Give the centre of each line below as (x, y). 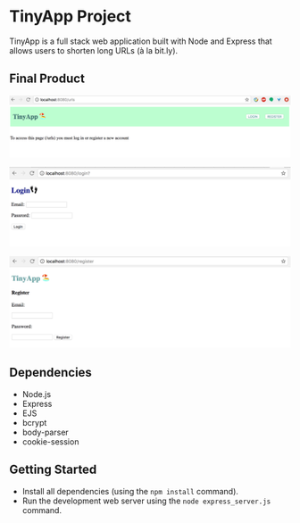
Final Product (47, 79)
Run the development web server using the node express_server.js (146, 501)
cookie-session (50, 441)
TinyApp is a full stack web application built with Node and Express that (141, 41)
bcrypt (34, 422)
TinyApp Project (71, 17)
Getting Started (53, 470)
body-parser (45, 432)
